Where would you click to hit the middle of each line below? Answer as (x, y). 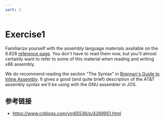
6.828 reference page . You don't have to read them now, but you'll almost (81, 53)
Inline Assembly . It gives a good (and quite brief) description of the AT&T (80, 79)
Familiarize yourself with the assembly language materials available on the (82, 48)
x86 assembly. (20, 64)
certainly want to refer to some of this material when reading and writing (79, 59)
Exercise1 (25, 34)
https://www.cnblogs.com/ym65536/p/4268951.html (67, 114)
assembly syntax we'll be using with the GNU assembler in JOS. (71, 84)
